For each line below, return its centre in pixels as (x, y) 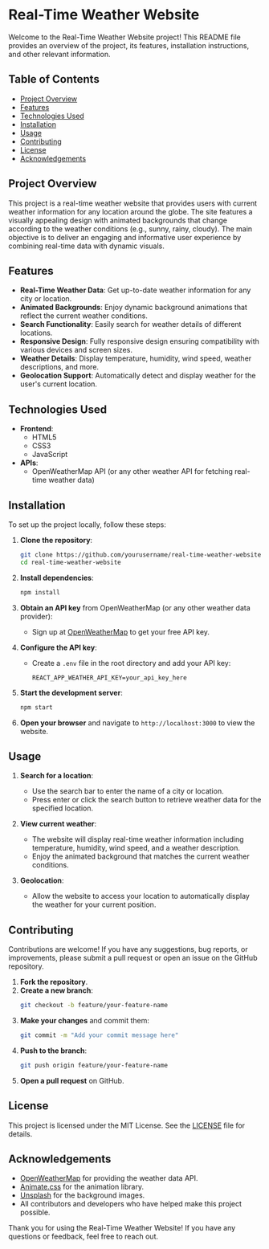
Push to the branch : (53, 1051)
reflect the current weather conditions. (84, 316)
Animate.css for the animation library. (82, 1187)
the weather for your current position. (94, 904)
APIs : (29, 463)
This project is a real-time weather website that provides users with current (133, 203)
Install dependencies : (57, 578)
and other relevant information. (59, 54)
